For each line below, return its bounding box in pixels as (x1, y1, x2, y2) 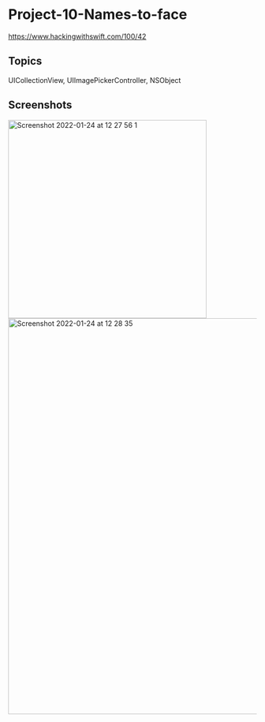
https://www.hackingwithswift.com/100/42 (8, 32, 147, 41)
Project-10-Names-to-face (8, 6, 188, 24)
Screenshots (8, 99, 73, 112)
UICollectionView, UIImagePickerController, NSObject (8, 75, 181, 84)
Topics (8, 54, 43, 68)
